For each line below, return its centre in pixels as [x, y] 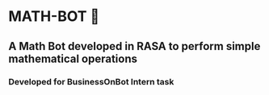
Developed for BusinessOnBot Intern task [91, 81]
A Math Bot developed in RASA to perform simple [134, 46]
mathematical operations [73, 58]
